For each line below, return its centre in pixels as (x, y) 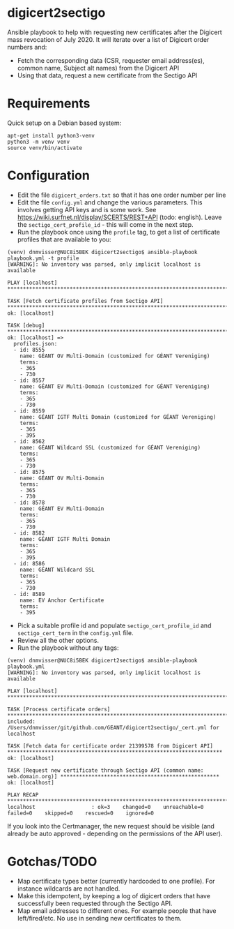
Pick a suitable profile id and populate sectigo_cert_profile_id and (114, 625)
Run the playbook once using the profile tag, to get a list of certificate (119, 232)
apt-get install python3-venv (51, 135)
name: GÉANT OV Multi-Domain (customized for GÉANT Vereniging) (115, 356)
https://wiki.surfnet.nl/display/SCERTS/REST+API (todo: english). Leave (119, 217)
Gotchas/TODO (52, 862)
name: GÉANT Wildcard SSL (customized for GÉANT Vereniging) (110, 447)
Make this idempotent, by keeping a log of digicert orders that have (114, 895)
